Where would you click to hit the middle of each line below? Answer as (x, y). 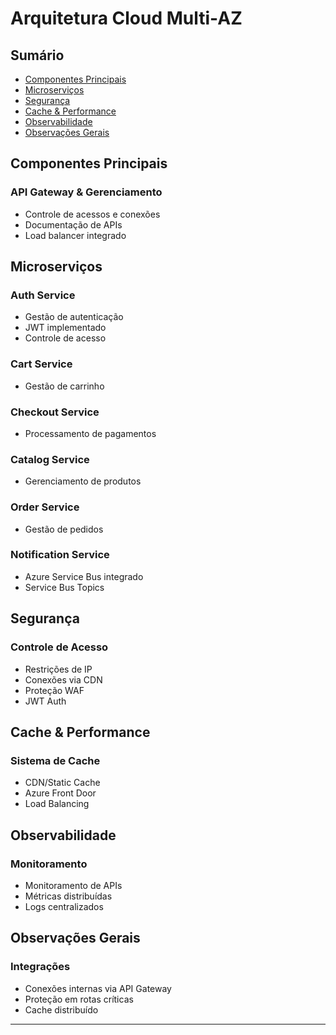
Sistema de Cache (55, 760)
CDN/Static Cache (62, 783)
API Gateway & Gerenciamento (86, 192)
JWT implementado (65, 328)
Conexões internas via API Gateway (98, 988)
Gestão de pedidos (64, 529)
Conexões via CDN (63, 679)
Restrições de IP (58, 669)
